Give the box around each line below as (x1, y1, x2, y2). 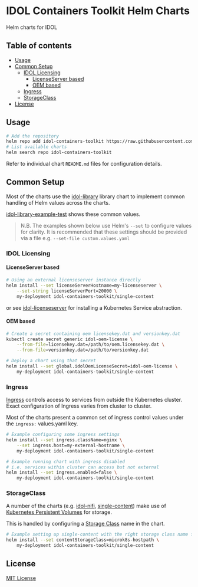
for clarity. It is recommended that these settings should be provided (20, 228, 187, 235)
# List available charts (6, 144, 67, 150)
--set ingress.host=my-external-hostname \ (16, 442, 126, 448)
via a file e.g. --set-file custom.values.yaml (20, 234, 130, 241)
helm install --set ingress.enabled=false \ (6, 470, 117, 475)
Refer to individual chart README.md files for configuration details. (6, 160, 162, 168)
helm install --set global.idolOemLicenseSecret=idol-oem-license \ (6, 363, 178, 369)
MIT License (6, 574, 37, 582)
